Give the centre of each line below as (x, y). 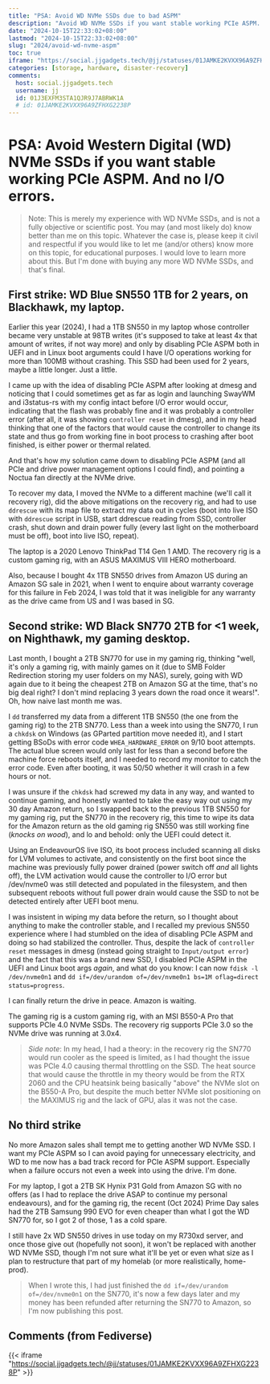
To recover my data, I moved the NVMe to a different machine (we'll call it (130, 493)
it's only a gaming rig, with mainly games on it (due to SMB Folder (117, 667)
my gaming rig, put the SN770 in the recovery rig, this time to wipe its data (131, 817)
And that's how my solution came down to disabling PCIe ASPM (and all (127, 460)
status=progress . (37, 985)
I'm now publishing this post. (76, 1311)
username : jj (37, 90)
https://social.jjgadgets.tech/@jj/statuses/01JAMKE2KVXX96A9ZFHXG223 (135, 1364)
